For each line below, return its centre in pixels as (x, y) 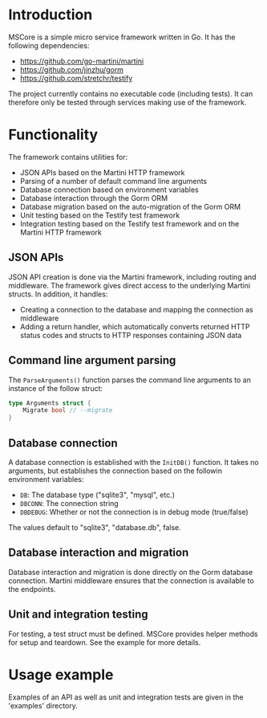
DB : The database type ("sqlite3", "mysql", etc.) (97, 495)
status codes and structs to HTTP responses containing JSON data (131, 335)
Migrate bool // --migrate (68, 410)
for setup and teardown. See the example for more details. (105, 642)
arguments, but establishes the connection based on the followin (115, 471)
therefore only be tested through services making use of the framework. (127, 102)
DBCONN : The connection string (69, 503)
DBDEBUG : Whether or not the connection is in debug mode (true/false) (134, 512)
